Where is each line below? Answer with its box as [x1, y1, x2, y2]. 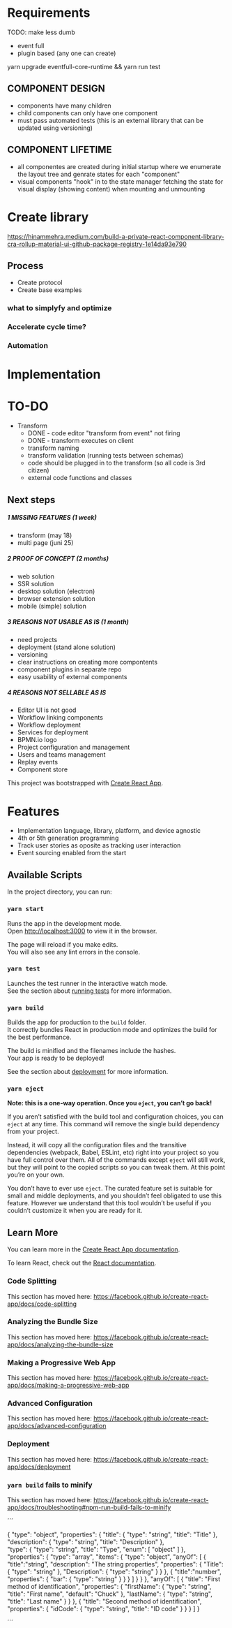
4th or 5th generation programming [17, 834, 119, 843]
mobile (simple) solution [17, 602, 87, 610]
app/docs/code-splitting [7, 1300, 77, 1308]
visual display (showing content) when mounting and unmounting [17, 184, 206, 193]
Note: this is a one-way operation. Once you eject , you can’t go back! [7, 1099, 212, 1107]
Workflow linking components [17, 713, 103, 722]
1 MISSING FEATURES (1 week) [7, 514, 98, 522]
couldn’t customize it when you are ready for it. [7, 1207, 143, 1215]
